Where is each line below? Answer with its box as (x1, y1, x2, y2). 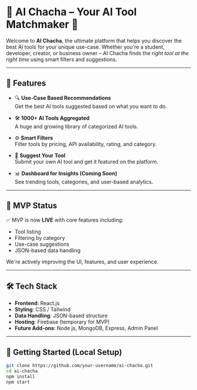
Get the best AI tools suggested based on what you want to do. (14, 103, 167, 110)
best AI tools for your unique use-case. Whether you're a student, (6, 43, 165, 50)
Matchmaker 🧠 (6, 18, 79, 31)
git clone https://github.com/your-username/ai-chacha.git (6, 363, 154, 369)
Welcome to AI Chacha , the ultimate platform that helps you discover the (6, 37, 182, 44)
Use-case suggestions (14, 240, 70, 247)
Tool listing (14, 228, 41, 235)
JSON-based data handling (14, 246, 81, 254)
